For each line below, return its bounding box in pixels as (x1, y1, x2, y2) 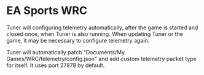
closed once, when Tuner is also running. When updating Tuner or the (6, 30, 183, 37)
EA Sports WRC (6, 4, 88, 18)
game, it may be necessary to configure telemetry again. (6, 37, 150, 44)
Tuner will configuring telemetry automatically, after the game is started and (6, 24, 198, 31)
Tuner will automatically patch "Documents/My (6, 48, 125, 55)
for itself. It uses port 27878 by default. (6, 62, 105, 69)
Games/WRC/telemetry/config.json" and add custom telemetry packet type (6, 55, 197, 62)
